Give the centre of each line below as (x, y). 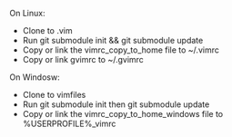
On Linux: (27, 13)
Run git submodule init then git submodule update (116, 104)
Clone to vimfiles (54, 95)
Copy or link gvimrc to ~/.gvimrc (83, 59)
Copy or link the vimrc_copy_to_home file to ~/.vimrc (121, 50)
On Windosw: (35, 77)
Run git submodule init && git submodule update (113, 40)
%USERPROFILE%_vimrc (69, 123)
